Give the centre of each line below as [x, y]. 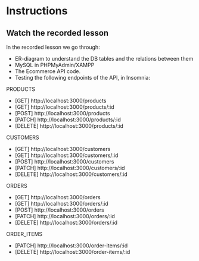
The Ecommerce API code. [48, 71]
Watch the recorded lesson [57, 33]
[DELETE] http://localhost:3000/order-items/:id [72, 252]
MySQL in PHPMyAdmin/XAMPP [55, 65]
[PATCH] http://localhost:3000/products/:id [68, 120]
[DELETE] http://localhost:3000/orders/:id [66, 222]
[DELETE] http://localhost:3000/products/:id [69, 126]
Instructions [37, 11]
